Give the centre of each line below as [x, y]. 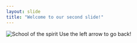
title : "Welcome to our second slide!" [55, 17]
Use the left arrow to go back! [95, 34]
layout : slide [24, 11]
